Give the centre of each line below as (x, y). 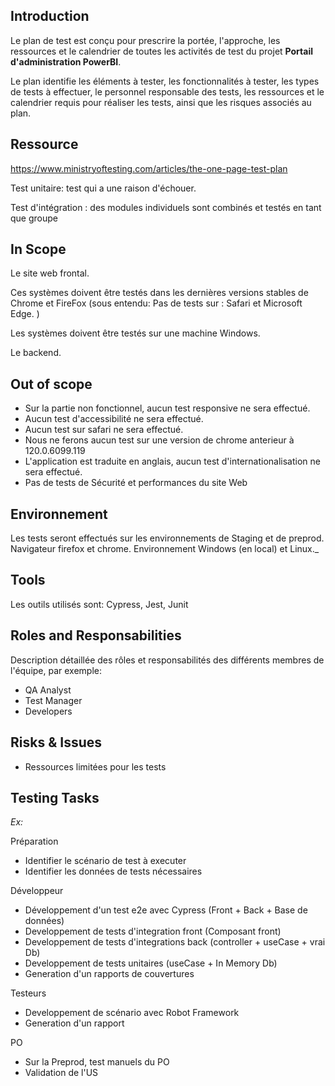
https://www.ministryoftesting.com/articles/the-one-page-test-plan (149, 168)
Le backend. (36, 353)
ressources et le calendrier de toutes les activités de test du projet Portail (162, 51)
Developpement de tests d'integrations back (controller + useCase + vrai (175, 942)
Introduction (50, 16)
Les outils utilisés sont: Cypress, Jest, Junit (99, 604)
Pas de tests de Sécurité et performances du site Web (136, 483)
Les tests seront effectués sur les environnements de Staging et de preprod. (167, 538)
